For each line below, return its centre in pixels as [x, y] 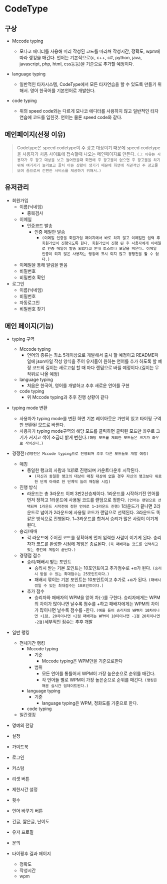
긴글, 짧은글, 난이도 [30, 822]
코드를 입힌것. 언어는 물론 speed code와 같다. [78, 117]
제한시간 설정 [25, 790]
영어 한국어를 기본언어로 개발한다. [63, 90]
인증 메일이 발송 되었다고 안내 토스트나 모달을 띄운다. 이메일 [102, 249]
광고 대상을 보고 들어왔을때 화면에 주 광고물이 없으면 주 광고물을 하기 [98, 160]
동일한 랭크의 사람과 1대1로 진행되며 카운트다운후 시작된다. [83, 470]
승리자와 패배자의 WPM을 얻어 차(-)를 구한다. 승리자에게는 [91, 598]
